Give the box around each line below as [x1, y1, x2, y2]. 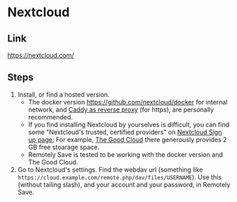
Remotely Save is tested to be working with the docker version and [28, 150, 224, 159]
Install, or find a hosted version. [17, 90, 110, 99]
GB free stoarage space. [28, 143, 100, 151]
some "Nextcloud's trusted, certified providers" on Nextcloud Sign [28, 128, 222, 136]
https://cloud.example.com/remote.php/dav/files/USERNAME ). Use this [17, 172, 222, 181]
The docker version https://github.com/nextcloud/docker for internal [28, 97, 228, 106]
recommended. [28, 112, 73, 121]
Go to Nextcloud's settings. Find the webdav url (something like [17, 165, 203, 174]
